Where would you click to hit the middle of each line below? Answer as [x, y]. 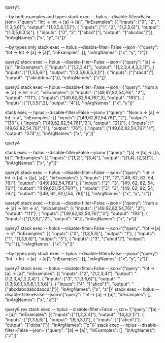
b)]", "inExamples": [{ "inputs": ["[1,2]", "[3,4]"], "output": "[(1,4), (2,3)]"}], [80, 158]
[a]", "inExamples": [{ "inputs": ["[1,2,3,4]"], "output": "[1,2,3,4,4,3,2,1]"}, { [80, 67]
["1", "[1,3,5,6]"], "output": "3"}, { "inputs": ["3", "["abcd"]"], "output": [75, 239]
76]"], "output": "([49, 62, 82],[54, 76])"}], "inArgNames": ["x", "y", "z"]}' [79, 193]
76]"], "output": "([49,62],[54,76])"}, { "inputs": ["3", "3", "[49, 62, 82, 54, [80, 188]
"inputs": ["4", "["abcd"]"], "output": [94, 284]
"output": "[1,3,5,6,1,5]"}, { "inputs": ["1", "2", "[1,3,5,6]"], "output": [93, 27]
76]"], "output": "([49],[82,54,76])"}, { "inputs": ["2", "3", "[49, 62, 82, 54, [80, 183]
